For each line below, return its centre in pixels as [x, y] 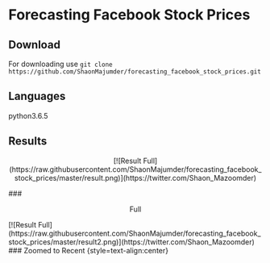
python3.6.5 [28, 115]
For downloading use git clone [60, 64]
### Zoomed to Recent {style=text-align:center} [89, 250]
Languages [37, 96]
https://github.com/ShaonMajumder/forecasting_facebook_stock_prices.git [135, 72]
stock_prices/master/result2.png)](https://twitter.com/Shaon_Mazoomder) [132, 242]
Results [28, 142]
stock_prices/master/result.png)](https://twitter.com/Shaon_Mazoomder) [135, 177]
